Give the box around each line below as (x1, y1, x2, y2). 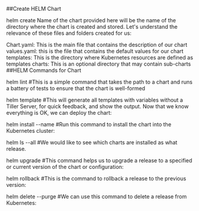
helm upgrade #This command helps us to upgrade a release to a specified (6, 157, 192, 164)
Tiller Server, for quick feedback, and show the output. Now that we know (6, 103, 189, 110)
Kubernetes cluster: (6, 127, 55, 134)
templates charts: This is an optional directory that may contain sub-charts (6, 60, 191, 67)
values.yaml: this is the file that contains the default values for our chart (6, 47, 184, 55)
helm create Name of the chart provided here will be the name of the (6, 17, 176, 23)
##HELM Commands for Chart (6, 67, 82, 74)
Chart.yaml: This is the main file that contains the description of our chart (6, 41, 188, 48)
